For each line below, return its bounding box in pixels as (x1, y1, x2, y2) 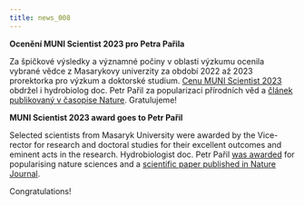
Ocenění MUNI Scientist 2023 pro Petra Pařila (9, 38, 185, 49)
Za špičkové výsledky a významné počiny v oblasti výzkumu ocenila (9, 55, 265, 66)
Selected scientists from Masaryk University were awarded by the (9, 129, 256, 141)
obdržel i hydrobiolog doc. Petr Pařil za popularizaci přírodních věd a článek (9, 84, 293, 95)
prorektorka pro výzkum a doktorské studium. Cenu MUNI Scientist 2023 (9, 74, 282, 86)
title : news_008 (9, 13, 71, 23)
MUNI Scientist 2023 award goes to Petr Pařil (9, 112, 183, 123)
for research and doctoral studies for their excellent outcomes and (34, 139, 282, 150)
